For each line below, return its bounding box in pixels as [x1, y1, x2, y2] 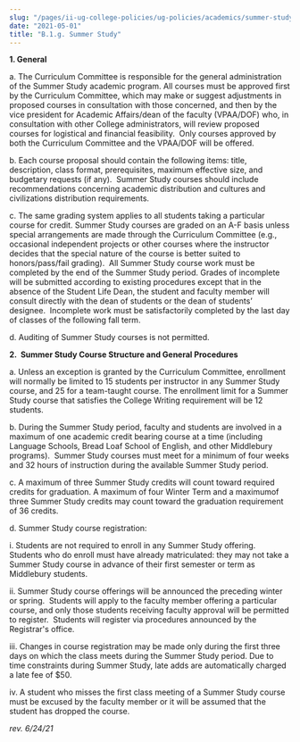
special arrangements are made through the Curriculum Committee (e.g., [9, 229, 278, 240]
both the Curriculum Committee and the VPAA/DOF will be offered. [9, 138, 254, 148]
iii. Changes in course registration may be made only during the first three [9, 641, 281, 652]
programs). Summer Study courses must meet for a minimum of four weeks [9, 450, 290, 461]
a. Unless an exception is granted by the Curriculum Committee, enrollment [9, 367, 286, 378]
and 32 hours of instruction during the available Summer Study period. [9, 460, 269, 471]
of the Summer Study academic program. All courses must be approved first [9, 81, 290, 92]
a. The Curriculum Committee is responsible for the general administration [9, 71, 282, 82]
